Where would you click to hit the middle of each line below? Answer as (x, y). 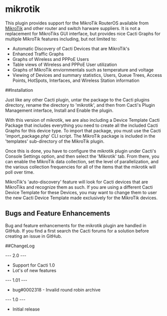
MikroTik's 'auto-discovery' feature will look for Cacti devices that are (77, 182)
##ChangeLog (20, 246)
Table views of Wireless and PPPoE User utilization (65, 64)
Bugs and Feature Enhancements (58, 213)
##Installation (19, 90)
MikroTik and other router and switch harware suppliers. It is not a (73, 28)
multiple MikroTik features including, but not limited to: (61, 39)
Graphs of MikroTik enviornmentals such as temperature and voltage (83, 70)
